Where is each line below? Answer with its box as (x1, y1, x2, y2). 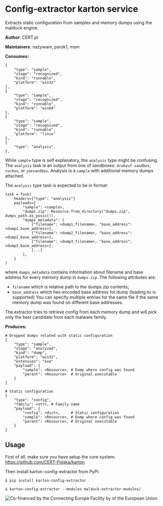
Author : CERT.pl (5, 34, 38, 40)
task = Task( (5, 192, 32, 197)
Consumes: (5, 53, 29, 59)
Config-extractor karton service (5, 3, 139, 15)
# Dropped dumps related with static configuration (5, 333, 113, 338)
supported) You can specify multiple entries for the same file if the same (12, 294, 159, 300)
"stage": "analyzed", (14, 346, 58, 351)
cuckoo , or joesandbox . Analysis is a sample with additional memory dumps (5, 168, 154, 174)
